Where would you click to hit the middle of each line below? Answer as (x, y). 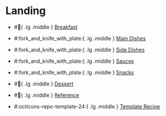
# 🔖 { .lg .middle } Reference (46, 95)
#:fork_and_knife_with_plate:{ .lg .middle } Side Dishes (79, 50)
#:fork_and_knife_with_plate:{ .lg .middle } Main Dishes (80, 38)
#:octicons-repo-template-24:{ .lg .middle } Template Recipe (87, 106)
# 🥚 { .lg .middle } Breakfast (46, 27)
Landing (26, 11)
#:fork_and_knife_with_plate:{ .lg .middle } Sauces (74, 61)
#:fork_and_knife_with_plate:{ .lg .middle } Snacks (74, 72)
